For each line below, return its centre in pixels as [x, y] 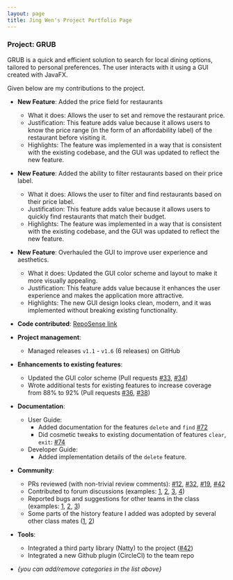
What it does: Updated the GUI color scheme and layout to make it [122, 273]
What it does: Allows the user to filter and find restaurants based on [124, 194]
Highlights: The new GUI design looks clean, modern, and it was [119, 303]
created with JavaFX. [38, 75]
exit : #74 [52, 442]
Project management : [49, 337]
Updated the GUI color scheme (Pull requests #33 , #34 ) [108, 378]
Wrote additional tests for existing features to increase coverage [120, 385]
